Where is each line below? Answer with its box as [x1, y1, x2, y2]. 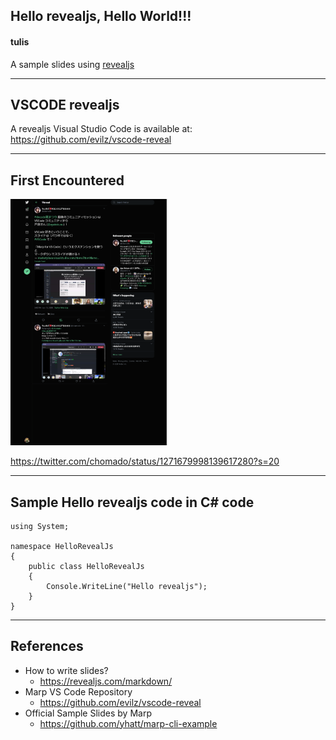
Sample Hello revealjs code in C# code [10, 494, 255, 511]
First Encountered [10, 172, 125, 189]
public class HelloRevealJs [28, 561, 145, 571]
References [10, 638, 84, 655]
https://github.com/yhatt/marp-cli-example [39, 717, 218, 729]
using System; [10, 521, 70, 531]
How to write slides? [24, 664, 109, 676]
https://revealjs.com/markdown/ [39, 675, 173, 687]
